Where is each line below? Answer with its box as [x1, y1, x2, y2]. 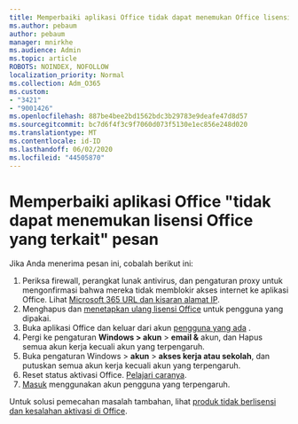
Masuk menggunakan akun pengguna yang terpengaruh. [21, 379, 231, 390]
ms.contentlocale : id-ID [9, 137, 101, 145]
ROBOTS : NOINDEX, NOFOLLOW [9, 63, 109, 72]
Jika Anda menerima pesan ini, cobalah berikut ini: [9, 258, 193, 269]
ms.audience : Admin [9, 46, 82, 55]
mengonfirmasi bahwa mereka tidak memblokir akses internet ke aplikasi [21, 285, 289, 295]
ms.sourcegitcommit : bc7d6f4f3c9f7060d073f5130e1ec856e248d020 [9, 121, 248, 130]
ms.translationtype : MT [9, 129, 98, 137]
